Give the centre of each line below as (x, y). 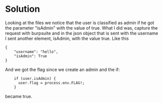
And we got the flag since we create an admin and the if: (62, 69)
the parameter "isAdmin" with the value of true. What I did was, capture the (81, 28)
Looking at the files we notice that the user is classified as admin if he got (80, 23)
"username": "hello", (36, 52)
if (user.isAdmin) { (35, 78)
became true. (19, 96)
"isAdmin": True (31, 56)
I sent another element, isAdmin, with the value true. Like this (67, 38)
